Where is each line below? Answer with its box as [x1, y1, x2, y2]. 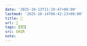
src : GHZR [5, 29, 25, 34]
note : [5, 34, 16, 39]
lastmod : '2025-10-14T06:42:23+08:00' [5, 11, 84, 16]
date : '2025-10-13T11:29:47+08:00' [5, 7, 77, 12]
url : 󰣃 [5, 20, 18, 25]
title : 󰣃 [5, 16, 23, 21]
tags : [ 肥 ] [5, 25, 27, 30]
